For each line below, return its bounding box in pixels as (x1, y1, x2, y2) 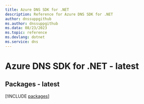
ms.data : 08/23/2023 (5, 26, 48, 31)
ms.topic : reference (5, 30, 48, 35)
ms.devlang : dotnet (5, 35, 45, 40)
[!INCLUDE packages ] (5, 93, 50, 99)
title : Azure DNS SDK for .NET (5, 7, 69, 12)
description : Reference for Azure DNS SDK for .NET (5, 12, 113, 17)
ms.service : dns (5, 39, 38, 44)
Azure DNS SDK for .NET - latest (5, 60, 139, 71)
